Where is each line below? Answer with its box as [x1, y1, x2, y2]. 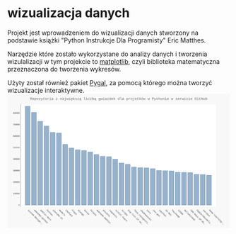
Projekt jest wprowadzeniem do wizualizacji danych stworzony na [7, 28, 199, 37]
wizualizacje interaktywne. [7, 86, 85, 94]
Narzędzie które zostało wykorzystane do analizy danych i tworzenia [7, 50, 208, 58]
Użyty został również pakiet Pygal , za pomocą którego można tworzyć [7, 78, 213, 87]
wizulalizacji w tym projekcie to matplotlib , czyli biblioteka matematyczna [7, 57, 220, 65]
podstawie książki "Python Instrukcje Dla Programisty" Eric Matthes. [7, 35, 206, 44]
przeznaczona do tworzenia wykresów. [7, 65, 122, 73]
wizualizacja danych [7, 5, 130, 21]
